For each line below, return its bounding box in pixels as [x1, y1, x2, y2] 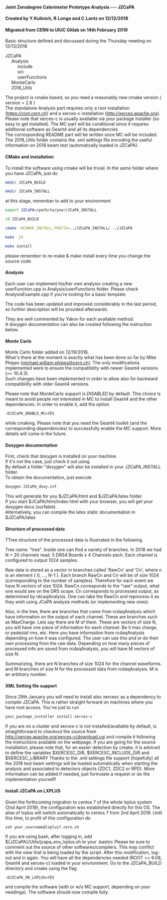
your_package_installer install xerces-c [5, 714, 93, 719]
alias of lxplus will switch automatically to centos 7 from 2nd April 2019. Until [5, 809, 163, 815]
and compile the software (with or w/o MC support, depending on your [5, 883, 151, 889]
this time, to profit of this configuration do [5, 815, 91, 821]
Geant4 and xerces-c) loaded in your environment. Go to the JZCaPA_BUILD [5, 860, 162, 866]
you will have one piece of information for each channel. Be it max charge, [5, 624, 158, 630]
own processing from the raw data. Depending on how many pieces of [5, 640, 150, 646]
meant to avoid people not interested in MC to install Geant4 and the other [5, 396, 158, 402]
